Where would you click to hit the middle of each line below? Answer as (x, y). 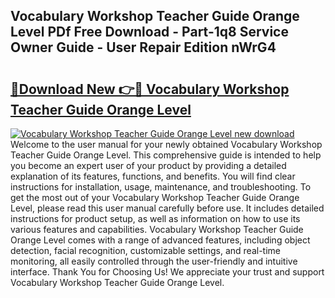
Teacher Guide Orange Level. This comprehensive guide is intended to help (166, 155)
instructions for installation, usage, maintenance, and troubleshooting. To (161, 187)
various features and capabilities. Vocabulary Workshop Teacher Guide (157, 229)
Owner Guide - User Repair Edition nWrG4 (143, 47)
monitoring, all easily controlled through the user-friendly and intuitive (154, 261)
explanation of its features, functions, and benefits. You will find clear (153, 176)
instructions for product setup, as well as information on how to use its (155, 218)
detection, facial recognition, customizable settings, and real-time (145, 250)
